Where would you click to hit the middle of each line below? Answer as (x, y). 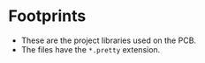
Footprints (47, 16)
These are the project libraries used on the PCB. (108, 40)
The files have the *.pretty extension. (91, 49)
